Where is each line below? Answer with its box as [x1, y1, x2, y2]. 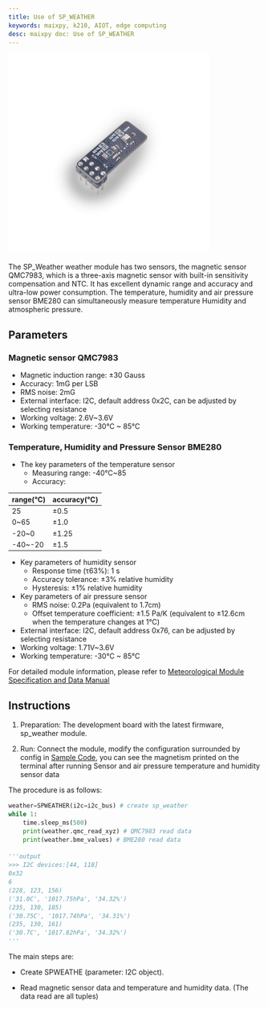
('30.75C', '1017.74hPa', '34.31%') [8, 912, 131, 920]
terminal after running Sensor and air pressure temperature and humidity [19, 761, 261, 771]
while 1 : [8, 811, 38, 819]
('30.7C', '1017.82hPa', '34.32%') [8, 929, 128, 937]
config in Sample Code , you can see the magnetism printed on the [19, 753, 239, 763]
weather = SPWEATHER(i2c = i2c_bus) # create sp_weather [8, 802, 189, 810]
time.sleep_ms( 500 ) [22, 819, 88, 827]
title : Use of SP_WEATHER [8, 13, 95, 21]
